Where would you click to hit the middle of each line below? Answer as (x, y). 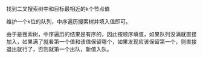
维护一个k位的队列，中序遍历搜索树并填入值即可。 (69, 22)
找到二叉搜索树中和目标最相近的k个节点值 (58, 9)
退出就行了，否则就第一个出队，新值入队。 (59, 49)
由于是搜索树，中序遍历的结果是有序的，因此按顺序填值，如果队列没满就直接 (101, 34)
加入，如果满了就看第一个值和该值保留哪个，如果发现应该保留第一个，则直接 (101, 42)
